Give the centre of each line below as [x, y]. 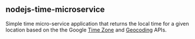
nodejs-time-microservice [55, 10]
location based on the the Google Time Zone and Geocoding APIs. [86, 30]
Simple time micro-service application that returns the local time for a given [97, 23]
